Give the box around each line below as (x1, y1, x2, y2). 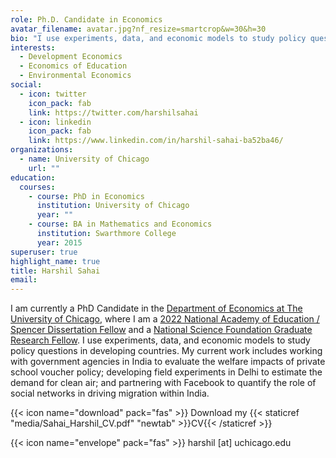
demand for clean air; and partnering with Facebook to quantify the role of (10, 377, 317, 389)
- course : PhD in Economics (28, 191, 145, 201)
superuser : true (10, 247, 78, 257)
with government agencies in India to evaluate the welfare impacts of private (10, 356, 326, 368)
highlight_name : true (10, 256, 101, 266)
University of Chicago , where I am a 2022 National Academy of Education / (10, 313, 320, 325)
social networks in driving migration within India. (10, 387, 210, 400)
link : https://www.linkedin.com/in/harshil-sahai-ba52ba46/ (28, 136, 284, 146)
